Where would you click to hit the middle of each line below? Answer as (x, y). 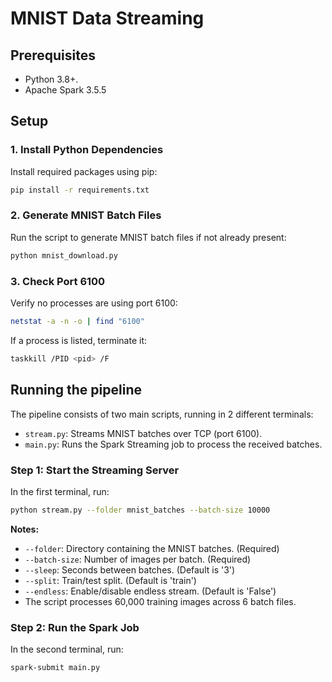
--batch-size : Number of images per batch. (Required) (138, 559)
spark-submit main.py (55, 668)
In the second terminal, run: (67, 649)
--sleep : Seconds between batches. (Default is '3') (130, 569)
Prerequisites (53, 55)
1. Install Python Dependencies (87, 150)
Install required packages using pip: (84, 171)
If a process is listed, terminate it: (79, 340)
